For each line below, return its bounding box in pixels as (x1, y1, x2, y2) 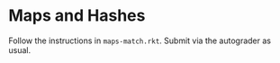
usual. (8, 44, 32, 55)
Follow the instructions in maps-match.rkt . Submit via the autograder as (8, 35, 272, 46)
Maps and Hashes (8, 5, 146, 26)
